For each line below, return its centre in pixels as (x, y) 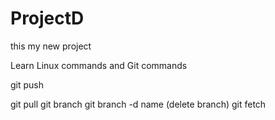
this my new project (51, 46)
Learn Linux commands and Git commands (99, 65)
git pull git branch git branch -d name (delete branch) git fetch (138, 104)
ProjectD (47, 18)
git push (27, 84)
